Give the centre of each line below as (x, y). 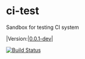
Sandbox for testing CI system (42, 27)
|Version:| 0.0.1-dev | (30, 38)
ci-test (23, 11)
